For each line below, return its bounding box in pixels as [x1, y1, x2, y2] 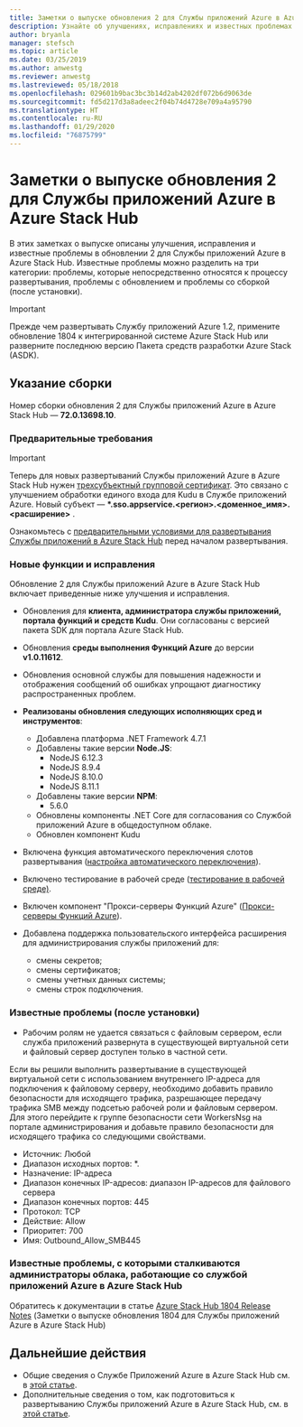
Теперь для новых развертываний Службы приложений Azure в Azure [9, 470, 280, 480]
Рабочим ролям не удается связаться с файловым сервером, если [22, 1027, 282, 1038]
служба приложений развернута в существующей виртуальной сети [22, 1036, 289, 1048]
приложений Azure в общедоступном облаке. [35, 819, 212, 831]
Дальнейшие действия [9, 1346, 147, 1361]
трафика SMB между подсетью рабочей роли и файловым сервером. [9, 1102, 278, 1113]
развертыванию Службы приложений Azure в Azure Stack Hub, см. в [22, 1398, 289, 1409]
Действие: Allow [22, 1216, 86, 1226]
